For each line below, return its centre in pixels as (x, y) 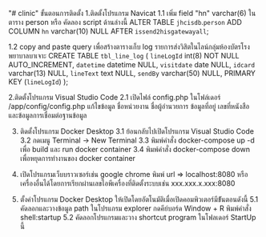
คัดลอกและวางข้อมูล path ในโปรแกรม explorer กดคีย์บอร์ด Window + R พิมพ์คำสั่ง (136, 208)
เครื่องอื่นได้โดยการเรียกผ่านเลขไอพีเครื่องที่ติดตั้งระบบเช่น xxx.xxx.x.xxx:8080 (127, 183)
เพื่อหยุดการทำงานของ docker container (78, 158)
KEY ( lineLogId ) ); (38, 82)
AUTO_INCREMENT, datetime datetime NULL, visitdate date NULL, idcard (131, 64)
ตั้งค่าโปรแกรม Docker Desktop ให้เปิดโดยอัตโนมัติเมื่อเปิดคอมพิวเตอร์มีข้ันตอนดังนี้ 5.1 (139, 199)
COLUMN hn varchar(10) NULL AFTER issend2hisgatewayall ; (109, 31)
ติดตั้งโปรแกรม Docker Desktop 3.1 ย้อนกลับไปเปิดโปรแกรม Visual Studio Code (137, 131)
